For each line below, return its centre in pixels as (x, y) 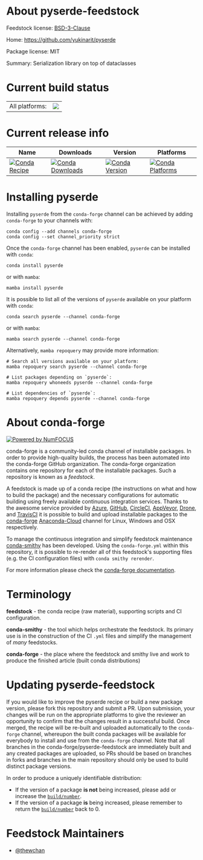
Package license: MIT (33, 51)
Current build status (58, 88)
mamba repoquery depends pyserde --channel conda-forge (78, 398)
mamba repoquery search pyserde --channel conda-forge (77, 367)
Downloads (75, 152)
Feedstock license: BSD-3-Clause (48, 28)
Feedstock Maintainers (65, 833)
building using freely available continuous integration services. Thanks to (97, 501)
